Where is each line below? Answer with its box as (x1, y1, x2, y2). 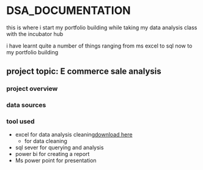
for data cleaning (24, 138, 67, 145)
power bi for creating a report (15, 151, 90, 158)
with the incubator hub (6, 30, 64, 37)
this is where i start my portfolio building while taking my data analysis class (6, 24, 197, 31)
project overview (6, 85, 58, 93)
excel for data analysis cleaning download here (15, 131, 133, 138)
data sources (6, 101, 46, 110)
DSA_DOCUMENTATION (6, 4, 131, 18)
